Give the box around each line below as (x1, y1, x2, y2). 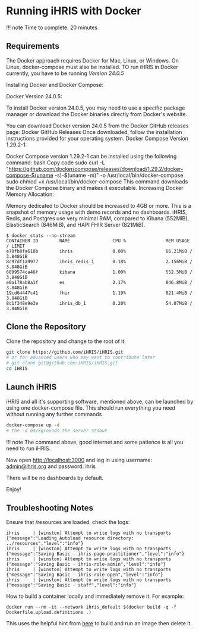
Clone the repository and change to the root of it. (6, 338, 126, 345)
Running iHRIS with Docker (6, 4, 141, 18)
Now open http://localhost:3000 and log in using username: (6, 456, 153, 463)
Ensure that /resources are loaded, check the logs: (6, 519, 130, 526)
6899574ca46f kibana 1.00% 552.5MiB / (6, 269, 193, 275)
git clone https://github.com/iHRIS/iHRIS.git (6, 349, 124, 355)
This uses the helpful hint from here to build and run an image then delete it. (6, 620, 192, 627)
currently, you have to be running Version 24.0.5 (6, 70, 124, 77)
